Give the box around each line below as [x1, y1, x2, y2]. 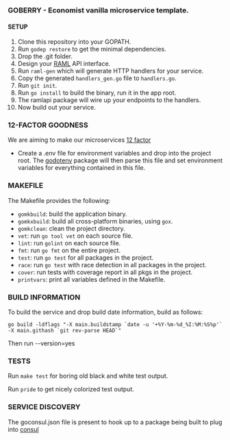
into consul [8, 425, 40, 433]
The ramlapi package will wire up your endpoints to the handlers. [17, 96, 201, 104]
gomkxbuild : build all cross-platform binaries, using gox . [17, 217, 173, 225]
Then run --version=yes [8, 339, 75, 347]
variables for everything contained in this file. [17, 164, 146, 172]
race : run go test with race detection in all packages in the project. [17, 260, 207, 269]
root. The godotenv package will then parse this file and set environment [17, 156, 223, 164]
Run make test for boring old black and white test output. [8, 372, 168, 380]
